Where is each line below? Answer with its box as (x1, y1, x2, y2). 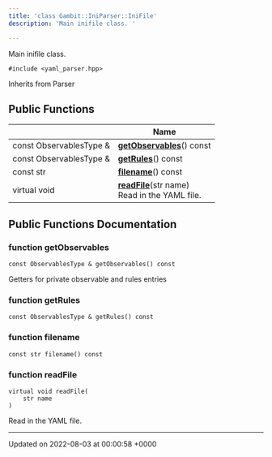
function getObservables (8, 241, 109, 252)
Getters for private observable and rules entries (8, 274, 168, 284)
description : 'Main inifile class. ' (8, 19, 136, 28)
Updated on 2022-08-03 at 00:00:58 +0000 (8, 439, 157, 449)
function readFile (8, 369, 78, 380)
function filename (8, 332, 80, 343)
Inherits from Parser (8, 79, 75, 88)
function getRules (8, 294, 81, 305)
